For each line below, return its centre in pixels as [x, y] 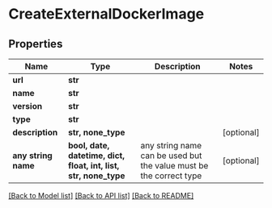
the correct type [171, 176]
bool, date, [89, 146]
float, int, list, [93, 166]
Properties [36, 44]
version [28, 106]
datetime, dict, [96, 156]
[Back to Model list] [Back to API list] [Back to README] [101, 196]
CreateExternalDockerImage [106, 14]
